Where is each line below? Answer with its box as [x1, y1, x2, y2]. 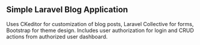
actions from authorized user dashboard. [6, 33, 108, 40]
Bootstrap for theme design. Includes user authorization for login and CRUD [6, 27, 195, 34]
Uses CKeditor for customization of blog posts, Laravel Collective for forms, [6, 20, 194, 27]
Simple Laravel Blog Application [6, 5, 128, 15]
